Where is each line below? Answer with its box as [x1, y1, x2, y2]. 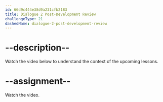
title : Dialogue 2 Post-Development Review [5, 12, 96, 17]
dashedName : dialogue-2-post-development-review [5, 21, 107, 26]
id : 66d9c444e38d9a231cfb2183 [5, 7, 68, 12]
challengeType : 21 [5, 16, 43, 21]
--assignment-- [5, 76, 71, 87]
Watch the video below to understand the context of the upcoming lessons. [5, 59, 159, 65]
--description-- [5, 42, 70, 53]
